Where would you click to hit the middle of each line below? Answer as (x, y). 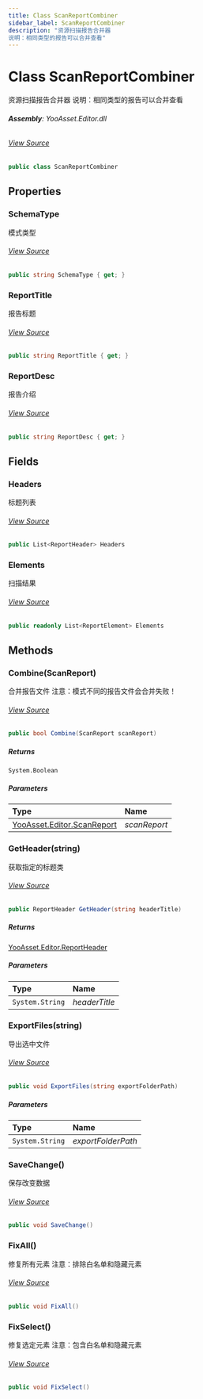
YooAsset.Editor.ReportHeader (58, 947)
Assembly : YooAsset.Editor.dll (58, 118)
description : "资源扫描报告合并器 (60, 30)
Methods (31, 650)
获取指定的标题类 (36, 867)
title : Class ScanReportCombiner (63, 15)
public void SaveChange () (51, 1225)
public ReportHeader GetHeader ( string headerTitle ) (95, 909)
